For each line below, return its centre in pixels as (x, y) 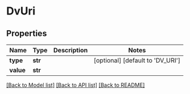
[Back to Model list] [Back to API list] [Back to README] (76, 85)
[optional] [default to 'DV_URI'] (137, 60)
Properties (27, 33)
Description (70, 50)
